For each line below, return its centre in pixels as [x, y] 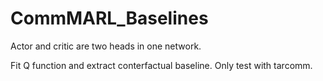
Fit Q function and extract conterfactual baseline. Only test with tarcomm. [161, 65]
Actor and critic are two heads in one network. [106, 46]
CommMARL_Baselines [109, 18]
